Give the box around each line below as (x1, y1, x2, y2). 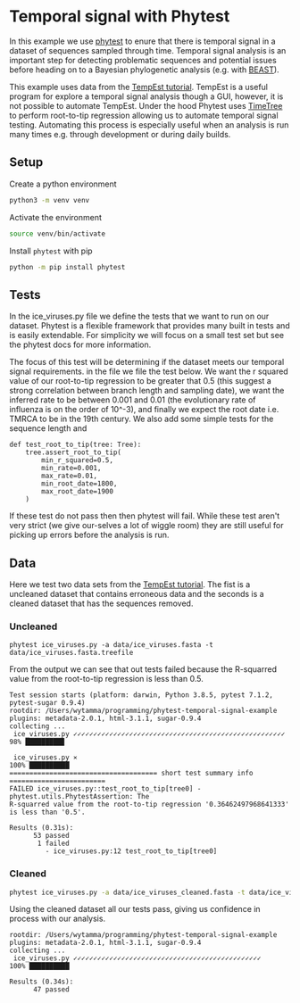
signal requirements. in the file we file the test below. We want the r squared (9, 366, 288, 377)
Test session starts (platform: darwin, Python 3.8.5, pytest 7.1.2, (9, 691, 274, 700)
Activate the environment (9, 211, 103, 222)
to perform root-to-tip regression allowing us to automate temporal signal (9, 110, 279, 120)
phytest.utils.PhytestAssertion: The (9, 792, 150, 801)
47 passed (32, 985, 70, 994)
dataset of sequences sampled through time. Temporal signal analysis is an (9, 45, 287, 55)
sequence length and (9, 423, 87, 434)
